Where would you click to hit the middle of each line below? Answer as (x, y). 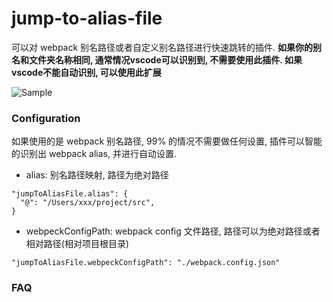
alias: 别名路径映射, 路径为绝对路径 (97, 175)
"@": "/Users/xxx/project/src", (88, 203)
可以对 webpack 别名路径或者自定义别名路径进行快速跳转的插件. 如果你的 (162, 47)
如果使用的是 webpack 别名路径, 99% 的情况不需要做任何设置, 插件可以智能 (167, 141)
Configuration (46, 118)
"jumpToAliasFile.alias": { (70, 194)
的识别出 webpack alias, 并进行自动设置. (94, 154)
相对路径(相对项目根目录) (77, 244)
